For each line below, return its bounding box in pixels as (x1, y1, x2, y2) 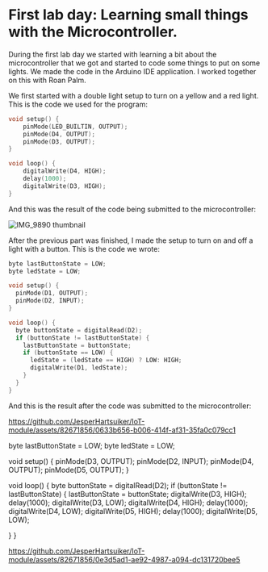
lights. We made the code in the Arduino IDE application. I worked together (8, 66, 257, 76)
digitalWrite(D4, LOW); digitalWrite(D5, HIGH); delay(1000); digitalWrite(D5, (8, 506, 258, 516)
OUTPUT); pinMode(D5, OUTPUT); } (8, 465, 129, 474)
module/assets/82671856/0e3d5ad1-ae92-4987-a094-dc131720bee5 (8, 554, 241, 564)
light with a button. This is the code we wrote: (8, 244, 160, 253)
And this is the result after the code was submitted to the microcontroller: (8, 401, 252, 411)
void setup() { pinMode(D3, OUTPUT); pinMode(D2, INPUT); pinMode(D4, (8, 456, 254, 466)
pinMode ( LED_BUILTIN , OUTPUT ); (23, 123, 128, 131)
